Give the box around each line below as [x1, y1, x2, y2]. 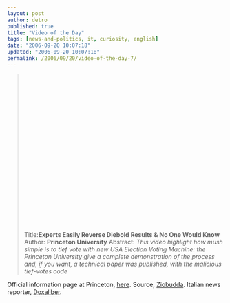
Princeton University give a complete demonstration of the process [23, 252, 215, 260]
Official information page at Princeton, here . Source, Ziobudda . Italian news [7, 280, 221, 289]
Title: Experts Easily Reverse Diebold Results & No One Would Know [23, 230, 220, 238]
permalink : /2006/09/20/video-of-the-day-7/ [7, 55, 137, 62]
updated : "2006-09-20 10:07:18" [7, 49, 100, 56]
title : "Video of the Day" [7, 29, 85, 36]
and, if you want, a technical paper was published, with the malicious [23, 260, 222, 268]
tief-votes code [23, 267, 68, 275]
